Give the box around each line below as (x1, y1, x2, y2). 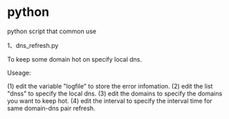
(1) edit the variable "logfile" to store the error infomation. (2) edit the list (7, 82, 213, 90)
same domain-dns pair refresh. (7, 104, 95, 112)
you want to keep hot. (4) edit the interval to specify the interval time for (7, 96, 212, 104)
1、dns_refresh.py (7, 41, 59, 49)
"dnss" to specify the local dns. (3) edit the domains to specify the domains (7, 89, 223, 98)
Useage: (7, 68, 31, 77)
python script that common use (7, 27, 97, 35)
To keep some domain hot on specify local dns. (7, 55, 142, 63)
